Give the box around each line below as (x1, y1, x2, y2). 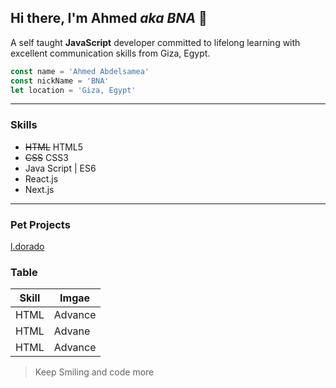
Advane (53, 324, 91, 338)
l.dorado (10, 241, 45, 253)
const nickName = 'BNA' (10, 76, 110, 86)
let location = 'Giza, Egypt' (10, 85, 137, 95)
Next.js (24, 183, 55, 195)
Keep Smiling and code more (34, 366, 155, 378)
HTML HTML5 (24, 141, 84, 153)
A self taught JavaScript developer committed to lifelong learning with (10, 36, 301, 48)
